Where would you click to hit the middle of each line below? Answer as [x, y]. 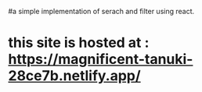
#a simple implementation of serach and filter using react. [101, 11]
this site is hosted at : [79, 43]
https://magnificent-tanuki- [101, 60]
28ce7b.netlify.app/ [74, 76]
